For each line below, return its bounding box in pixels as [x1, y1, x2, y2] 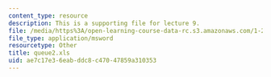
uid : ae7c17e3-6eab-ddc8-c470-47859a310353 [8, 57, 157, 65]
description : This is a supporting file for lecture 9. [8, 19, 200, 27]
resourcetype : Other [8, 42, 78, 50]
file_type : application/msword [8, 34, 114, 43]
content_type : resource [8, 11, 89, 20]
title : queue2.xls [8, 49, 70, 57]
